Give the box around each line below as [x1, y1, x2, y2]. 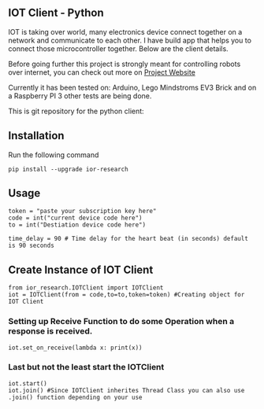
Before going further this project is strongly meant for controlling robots [8, 59, 241, 68]
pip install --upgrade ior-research [8, 165, 128, 173]
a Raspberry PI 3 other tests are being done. [8, 90, 152, 101]
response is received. [8, 326, 93, 337]
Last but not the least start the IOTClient [8, 362, 165, 373]
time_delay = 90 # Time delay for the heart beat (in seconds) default [8, 235, 248, 243]
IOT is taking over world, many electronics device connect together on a [8, 27, 243, 36]
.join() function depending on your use [8, 393, 143, 401]
